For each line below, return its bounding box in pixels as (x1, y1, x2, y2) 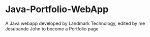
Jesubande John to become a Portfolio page (5, 25, 99, 31)
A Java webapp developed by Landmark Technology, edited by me (5, 20, 145, 26)
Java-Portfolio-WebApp (5, 4, 109, 15)
